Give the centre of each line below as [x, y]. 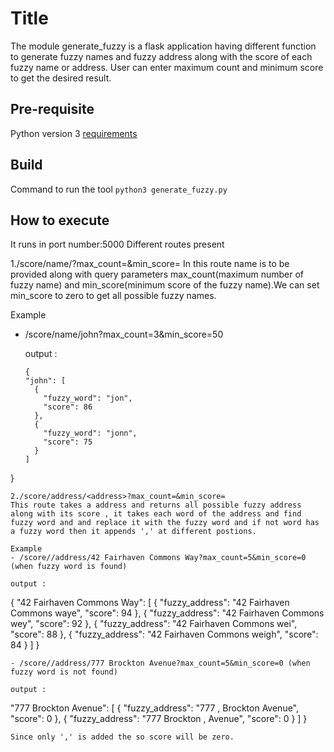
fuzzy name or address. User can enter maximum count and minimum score [167, 67]
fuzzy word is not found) [64, 672]
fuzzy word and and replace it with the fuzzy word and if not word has [165, 523]
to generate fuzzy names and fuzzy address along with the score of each [161, 56]
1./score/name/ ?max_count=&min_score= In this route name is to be [150, 264]
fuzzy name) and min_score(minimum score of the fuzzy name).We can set [165, 285]
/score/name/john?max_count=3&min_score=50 [124, 334]
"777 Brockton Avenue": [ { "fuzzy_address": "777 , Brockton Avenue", [155, 708]
